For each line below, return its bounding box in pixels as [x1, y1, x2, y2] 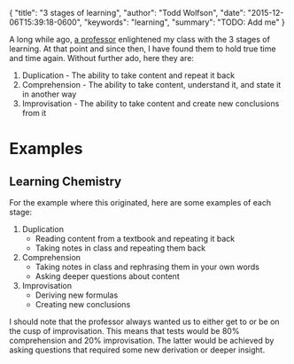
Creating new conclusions [35, 299, 131, 309]
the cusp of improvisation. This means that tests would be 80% [9, 326, 240, 336]
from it [21, 108, 47, 118]
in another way [21, 89, 77, 99]
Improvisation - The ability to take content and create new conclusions [21, 98, 280, 109]
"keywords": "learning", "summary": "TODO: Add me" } [83, 17, 285, 27]
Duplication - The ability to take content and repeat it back [21, 70, 236, 81]
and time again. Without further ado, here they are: [9, 53, 195, 63]
